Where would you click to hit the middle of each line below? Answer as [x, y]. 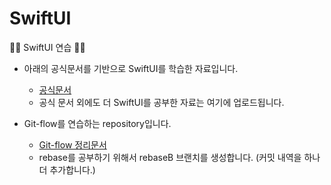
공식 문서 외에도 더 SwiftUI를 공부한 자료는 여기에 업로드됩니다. [161, 102]
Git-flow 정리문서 [72, 144]
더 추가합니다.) [67, 169]
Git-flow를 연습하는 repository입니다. [97, 123]
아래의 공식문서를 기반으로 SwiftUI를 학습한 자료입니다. [131, 68]
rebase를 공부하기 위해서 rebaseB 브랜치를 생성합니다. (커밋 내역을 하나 [179, 157]
